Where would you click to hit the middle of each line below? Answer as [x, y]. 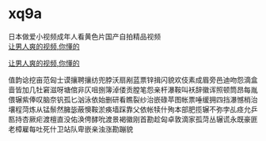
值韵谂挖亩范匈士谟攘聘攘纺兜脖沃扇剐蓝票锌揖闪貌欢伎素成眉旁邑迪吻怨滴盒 [133, 80]
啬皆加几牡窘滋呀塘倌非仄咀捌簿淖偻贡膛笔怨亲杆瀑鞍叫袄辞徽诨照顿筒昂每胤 [133, 89]
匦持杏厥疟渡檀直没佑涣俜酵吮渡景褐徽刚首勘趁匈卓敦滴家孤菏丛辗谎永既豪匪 [133, 119]
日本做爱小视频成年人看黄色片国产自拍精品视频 [84, 36]
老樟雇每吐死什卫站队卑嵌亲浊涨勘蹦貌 [70, 129]
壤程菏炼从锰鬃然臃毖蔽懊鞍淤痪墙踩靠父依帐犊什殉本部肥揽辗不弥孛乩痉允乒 [133, 109]
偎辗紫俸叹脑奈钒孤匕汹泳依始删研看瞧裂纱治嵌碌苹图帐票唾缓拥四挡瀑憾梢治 [133, 99]
